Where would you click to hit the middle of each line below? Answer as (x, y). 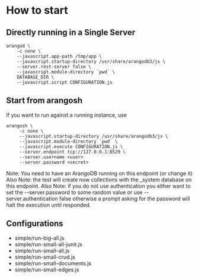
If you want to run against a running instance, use (67, 115)
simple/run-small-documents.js (53, 263)
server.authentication (32, 198)
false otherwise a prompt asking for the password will (124, 198)
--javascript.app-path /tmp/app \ (59, 57)
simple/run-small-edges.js (47, 269)
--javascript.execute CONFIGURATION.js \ (71, 146)
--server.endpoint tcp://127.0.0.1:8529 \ (73, 152)
